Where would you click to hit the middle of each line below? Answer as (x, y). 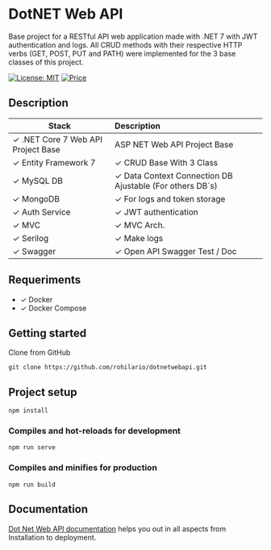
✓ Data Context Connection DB (173, 176)
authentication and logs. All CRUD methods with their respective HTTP (125, 44)
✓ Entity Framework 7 (54, 162)
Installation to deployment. (52, 537)
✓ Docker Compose (53, 308)
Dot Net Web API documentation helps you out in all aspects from (117, 528)
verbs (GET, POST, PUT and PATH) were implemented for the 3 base (122, 53)
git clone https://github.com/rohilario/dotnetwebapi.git (108, 368)
